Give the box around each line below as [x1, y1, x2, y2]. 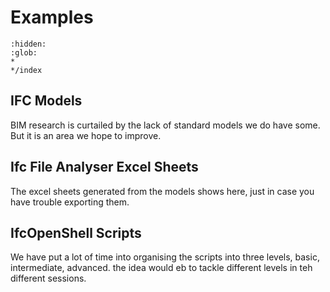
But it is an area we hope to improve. [10, 129, 162, 141]
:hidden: [10, 39, 47, 49]
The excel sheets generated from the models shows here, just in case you [10, 185, 315, 197]
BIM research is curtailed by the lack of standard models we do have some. [10, 119, 321, 131]
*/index [10, 65, 43, 75]
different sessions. [10, 272, 87, 285]
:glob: [10, 47, 38, 58]
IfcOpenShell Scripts [10, 224, 142, 241]
